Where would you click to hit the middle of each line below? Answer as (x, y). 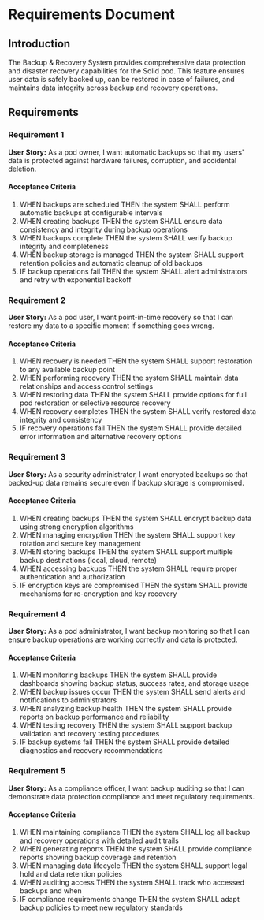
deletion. (22, 169)
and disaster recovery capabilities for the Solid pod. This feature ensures (126, 71)
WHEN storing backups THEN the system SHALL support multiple (126, 551)
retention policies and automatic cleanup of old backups (111, 263)
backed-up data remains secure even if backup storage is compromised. (126, 482)
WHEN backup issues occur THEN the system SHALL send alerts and (132, 692)
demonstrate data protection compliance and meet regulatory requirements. (132, 796)
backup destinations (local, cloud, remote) (88, 560)
